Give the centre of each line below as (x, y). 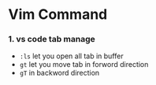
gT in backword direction (59, 73)
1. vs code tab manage (52, 39)
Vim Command (58, 15)
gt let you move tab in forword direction (84, 65)
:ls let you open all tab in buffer (71, 56)
